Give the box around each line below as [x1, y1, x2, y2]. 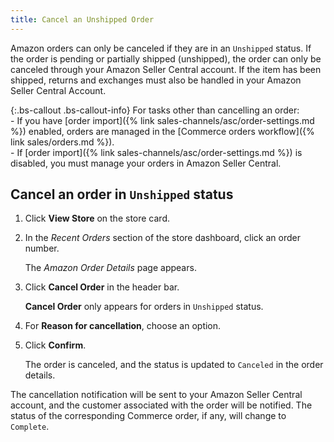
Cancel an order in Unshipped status [10, 186, 234, 203]
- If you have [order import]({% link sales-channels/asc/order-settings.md [10, 114, 315, 126]
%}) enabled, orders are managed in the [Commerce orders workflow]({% [10, 125, 315, 137]
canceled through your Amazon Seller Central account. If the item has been [10, 63, 322, 75]
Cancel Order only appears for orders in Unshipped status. [24, 301, 264, 313]
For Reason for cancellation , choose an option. [24, 320, 222, 332]
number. [24, 242, 60, 255]
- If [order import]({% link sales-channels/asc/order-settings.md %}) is [10, 146, 303, 158]
